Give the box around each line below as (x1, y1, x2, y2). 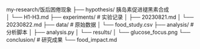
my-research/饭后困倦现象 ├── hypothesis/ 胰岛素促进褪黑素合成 (6, 6, 169, 13)
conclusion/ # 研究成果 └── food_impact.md (6, 36, 117, 43)
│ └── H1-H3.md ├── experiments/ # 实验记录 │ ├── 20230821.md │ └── (6, 13, 194, 21)
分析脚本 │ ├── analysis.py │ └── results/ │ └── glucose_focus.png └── (6, 28, 191, 36)
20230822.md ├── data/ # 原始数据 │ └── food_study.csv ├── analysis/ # (6, 21, 194, 28)
